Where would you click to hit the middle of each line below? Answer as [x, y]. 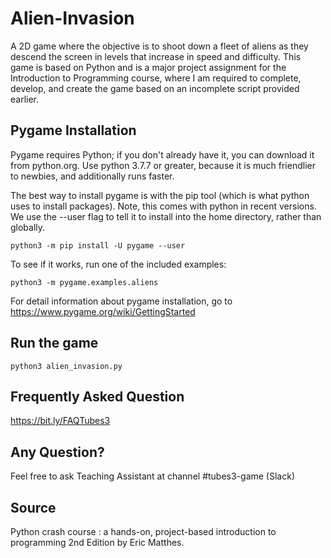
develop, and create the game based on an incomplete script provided [155, 88]
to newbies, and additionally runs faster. [92, 176]
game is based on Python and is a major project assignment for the [148, 67]
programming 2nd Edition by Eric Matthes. [97, 542]
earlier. [25, 99]
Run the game [54, 343]
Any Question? [57, 452]
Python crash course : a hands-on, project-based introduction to [143, 531]
